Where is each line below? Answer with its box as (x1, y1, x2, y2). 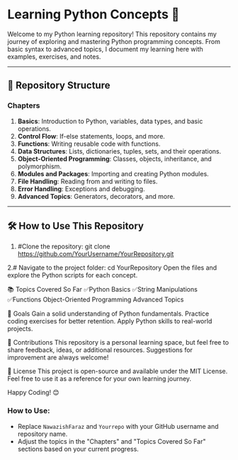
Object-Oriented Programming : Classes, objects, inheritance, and (17, 154, 212, 163)
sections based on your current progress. (17, 444, 140, 453)
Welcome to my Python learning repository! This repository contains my (7, 30, 217, 38)
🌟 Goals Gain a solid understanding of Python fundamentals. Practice (7, 309, 210, 318)
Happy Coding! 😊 (7, 389, 59, 397)
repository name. (17, 430, 68, 438)
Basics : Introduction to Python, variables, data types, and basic (17, 117, 203, 125)
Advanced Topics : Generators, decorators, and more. (17, 192, 176, 200)
